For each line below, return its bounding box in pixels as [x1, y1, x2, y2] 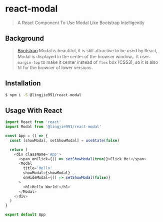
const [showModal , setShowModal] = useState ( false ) [9, 138, 120, 143]
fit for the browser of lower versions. [17, 64, 93, 70]
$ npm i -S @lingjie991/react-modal [5, 92, 81, 97]
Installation [5, 79, 41, 88]
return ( [9, 147, 28, 152]
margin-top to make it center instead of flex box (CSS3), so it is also [17, 59, 158, 65]
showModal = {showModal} [23, 170, 70, 176]
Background [5, 34, 44, 43]
